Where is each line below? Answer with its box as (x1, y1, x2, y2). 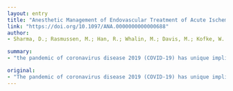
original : (7, 67, 36, 74)
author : (7, 29, 30, 37)
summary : (7, 48, 33, 55)
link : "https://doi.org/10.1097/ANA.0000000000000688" (7, 23, 169, 30)
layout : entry (7, 10, 49, 17)
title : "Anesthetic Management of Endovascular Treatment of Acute (7, 17, 207, 23)
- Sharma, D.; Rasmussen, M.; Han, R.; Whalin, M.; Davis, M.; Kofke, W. (7, 36, 225, 43)
